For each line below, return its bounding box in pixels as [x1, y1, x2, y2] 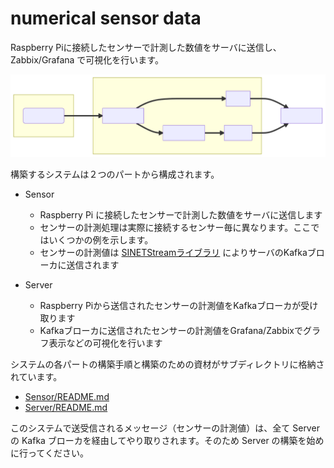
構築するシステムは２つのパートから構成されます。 [10, 168, 220, 180]
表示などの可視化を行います [48, 337, 163, 349]
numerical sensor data [10, 7, 202, 30]
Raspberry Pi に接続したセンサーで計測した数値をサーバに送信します [39, 208, 323, 221]
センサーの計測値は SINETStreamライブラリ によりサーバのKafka [39, 246, 308, 258]
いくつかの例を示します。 [48, 233, 154, 246]
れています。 [10, 370, 63, 382]
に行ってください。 [10, 447, 89, 459]
